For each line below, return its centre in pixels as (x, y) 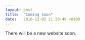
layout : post (19, 10)
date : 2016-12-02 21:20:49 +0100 (43, 19)
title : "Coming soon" (29, 14)
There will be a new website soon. (41, 33)
